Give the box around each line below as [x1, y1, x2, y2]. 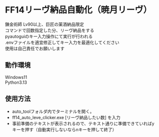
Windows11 [5, 74, 28, 80]
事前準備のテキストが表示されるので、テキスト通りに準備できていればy [12, 121, 155, 126]
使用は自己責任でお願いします [5, 46, 64, 51]
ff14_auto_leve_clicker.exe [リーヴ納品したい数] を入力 [12, 114, 121, 120]
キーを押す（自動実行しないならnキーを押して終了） [12, 126, 117, 132]
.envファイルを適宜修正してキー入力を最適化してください [5, 39, 120, 45]
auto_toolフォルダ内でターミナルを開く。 [12, 108, 95, 114]
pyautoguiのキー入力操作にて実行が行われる [5, 33, 93, 39]
